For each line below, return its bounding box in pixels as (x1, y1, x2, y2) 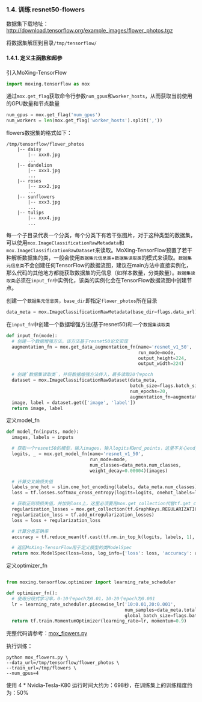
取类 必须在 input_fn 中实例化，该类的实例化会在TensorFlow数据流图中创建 (6, 277, 187, 284)
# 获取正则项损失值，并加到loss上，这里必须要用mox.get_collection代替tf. (11, 501, 183, 507)
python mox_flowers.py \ (6, 654, 69, 660)
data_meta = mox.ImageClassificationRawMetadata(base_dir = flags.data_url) (6, 309, 198, 315)
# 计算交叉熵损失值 (11, 479, 53, 485)
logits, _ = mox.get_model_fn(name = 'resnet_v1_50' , (11, 451, 144, 457)
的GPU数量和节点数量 (6, 100, 60, 107)
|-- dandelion (17, 163, 52, 169)
